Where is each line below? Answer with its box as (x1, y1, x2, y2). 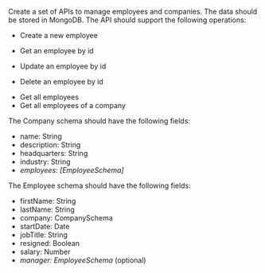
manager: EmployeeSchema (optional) (19, 255, 146, 265)
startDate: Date (19, 222, 70, 231)
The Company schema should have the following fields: (8, 116, 191, 126)
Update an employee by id (19, 61, 107, 71)
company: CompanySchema (19, 213, 113, 222)
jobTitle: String (19, 230, 68, 240)
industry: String (19, 157, 71, 166)
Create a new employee (19, 31, 98, 40)
